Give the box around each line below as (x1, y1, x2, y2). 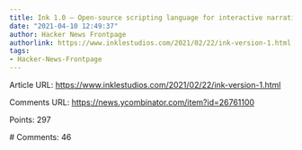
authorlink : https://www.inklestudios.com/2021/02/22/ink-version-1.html (9, 38, 292, 48)
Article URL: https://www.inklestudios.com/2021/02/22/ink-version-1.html (9, 80, 281, 90)
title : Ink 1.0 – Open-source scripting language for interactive (9, 13, 263, 22)
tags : (9, 47, 30, 56)
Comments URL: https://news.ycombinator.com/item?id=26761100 (9, 97, 254, 108)
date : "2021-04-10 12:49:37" (9, 22, 119, 31)
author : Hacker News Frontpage (9, 30, 127, 39)
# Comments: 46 (9, 132, 72, 142)
